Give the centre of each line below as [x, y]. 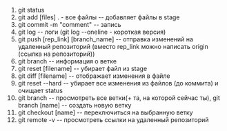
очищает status [40, 90]
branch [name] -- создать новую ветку [75, 105]
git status [31, 10]
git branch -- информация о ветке [67, 61]
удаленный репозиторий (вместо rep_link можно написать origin [113, 47]
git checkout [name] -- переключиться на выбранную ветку [105, 112]
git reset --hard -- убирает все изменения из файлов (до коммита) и [118, 83]
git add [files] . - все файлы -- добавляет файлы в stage [99, 17]
